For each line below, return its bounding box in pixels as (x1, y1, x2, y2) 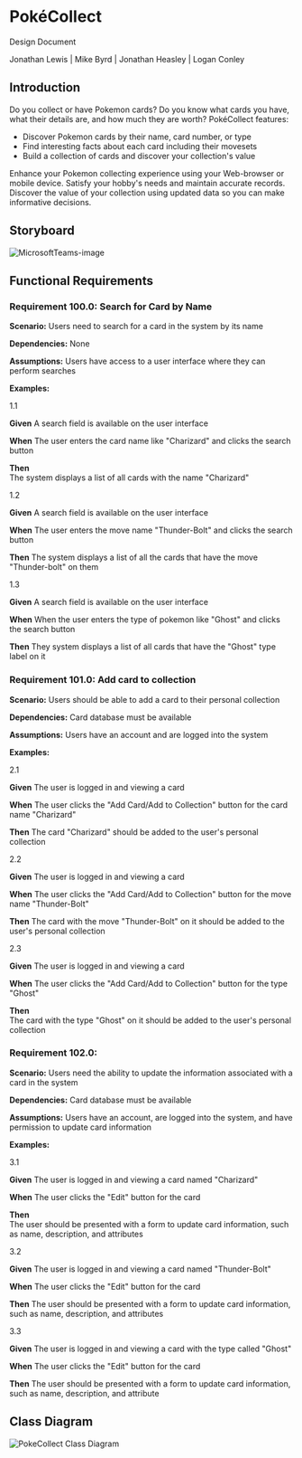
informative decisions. (9, 196, 92, 207)
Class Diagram (9, 1414, 93, 1430)
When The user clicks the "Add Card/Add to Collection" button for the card (9, 799, 288, 810)
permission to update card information (9, 1122, 151, 1132)
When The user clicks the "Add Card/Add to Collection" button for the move (9, 888, 292, 899)
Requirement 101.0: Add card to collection (9, 674, 197, 686)
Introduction (9, 80, 81, 96)
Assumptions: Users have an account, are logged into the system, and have (9, 1112, 293, 1122)
